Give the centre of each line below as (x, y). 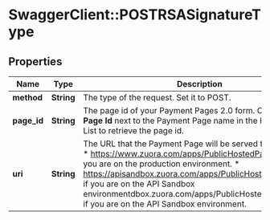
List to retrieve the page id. (134, 130)
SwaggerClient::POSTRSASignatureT (135, 15)
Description (199, 84)
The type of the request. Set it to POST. (157, 98)
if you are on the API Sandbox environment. (165, 204)
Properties (35, 61)
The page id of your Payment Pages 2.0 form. (169, 110)
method (27, 98)
